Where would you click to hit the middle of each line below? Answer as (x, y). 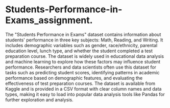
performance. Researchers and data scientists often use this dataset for (81, 67)
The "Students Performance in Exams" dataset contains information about (83, 34)
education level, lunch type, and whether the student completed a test (79, 51)
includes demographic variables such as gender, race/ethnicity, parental (81, 45)
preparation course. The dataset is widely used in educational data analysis (85, 56)
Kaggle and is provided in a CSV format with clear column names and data (83, 89)
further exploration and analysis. (39, 100)
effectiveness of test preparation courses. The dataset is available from (80, 83)
